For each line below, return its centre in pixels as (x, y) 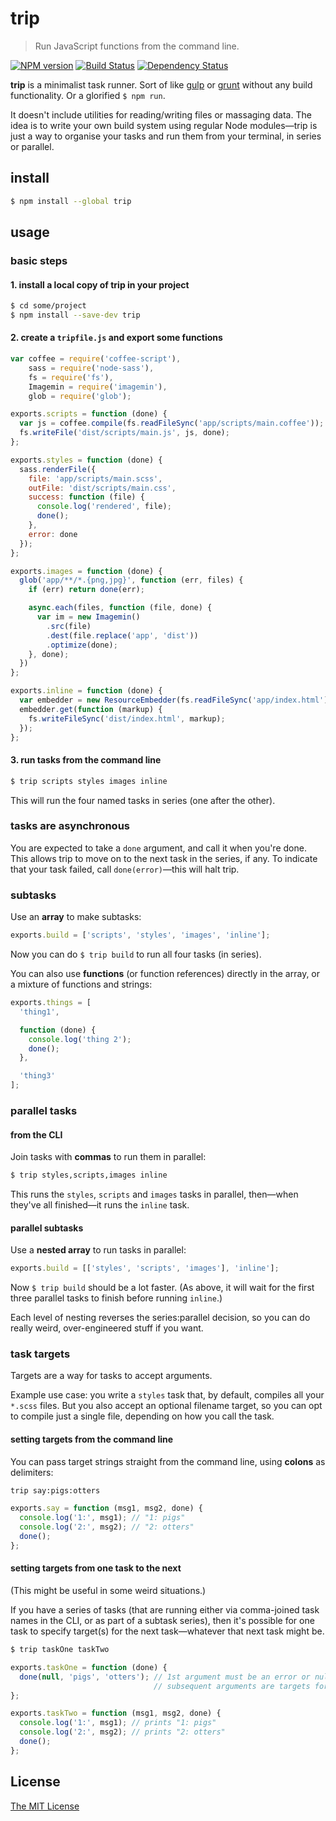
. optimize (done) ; (82, 645)
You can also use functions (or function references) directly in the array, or (165, 974)
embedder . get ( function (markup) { (91, 709)
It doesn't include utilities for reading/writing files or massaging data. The (161, 114)
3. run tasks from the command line (86, 760)
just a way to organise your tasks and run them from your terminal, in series (166, 136)
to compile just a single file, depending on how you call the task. (142, 1416)
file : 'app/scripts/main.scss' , (95, 478)
